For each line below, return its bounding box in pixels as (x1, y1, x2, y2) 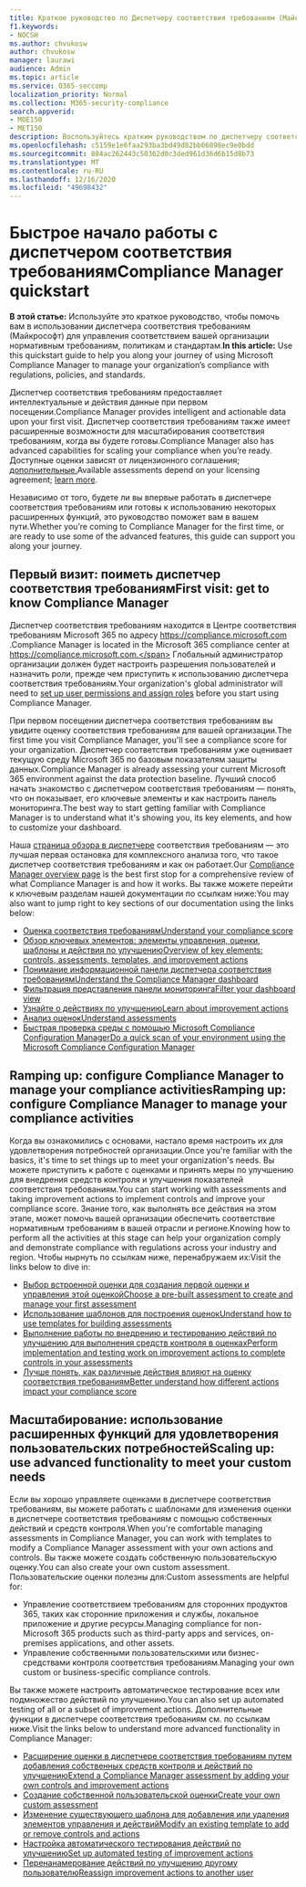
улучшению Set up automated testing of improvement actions (22, 1847, 254, 1859)
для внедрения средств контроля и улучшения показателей (9, 1174, 244, 1185)
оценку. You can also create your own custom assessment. (9, 1561, 230, 1572)
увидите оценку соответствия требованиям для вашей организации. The (9, 724, 292, 735)
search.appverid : (9, 107, 76, 116)
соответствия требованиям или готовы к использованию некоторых (9, 501, 277, 512)
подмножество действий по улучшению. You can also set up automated (9, 1693, 284, 1704)
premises (22, 1637, 58, 1649)
